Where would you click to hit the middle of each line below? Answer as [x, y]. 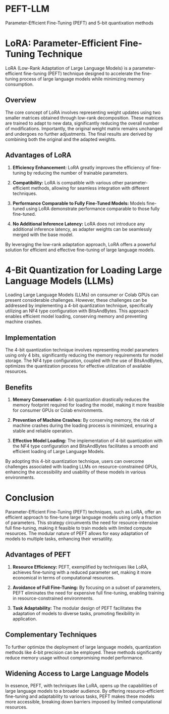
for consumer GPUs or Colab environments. [58, 410]
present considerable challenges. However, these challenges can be [76, 300]
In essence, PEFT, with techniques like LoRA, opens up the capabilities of [81, 686]
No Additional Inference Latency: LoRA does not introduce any [79, 224]
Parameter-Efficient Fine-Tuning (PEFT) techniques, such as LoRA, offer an [83, 512]
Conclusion [30, 498]
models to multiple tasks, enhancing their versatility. [59, 539]
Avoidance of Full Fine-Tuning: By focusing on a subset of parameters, [87, 587]
